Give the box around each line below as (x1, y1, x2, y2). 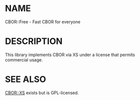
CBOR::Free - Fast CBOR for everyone (5, 19, 81, 25)
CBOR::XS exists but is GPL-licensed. (5, 90, 79, 96)
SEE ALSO (5, 74, 46, 85)
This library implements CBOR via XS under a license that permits (5, 52, 135, 57)
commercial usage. (5, 57, 43, 63)
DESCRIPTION (5, 36, 63, 47)
